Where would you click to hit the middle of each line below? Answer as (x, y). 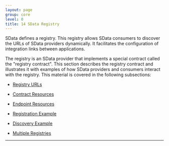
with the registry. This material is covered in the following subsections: (78, 75)
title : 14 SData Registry (32, 24)
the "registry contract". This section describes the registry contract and (79, 64)
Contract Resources (33, 94)
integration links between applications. (45, 49)
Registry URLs (27, 85)
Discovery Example (32, 123)
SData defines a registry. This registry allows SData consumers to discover (83, 38)
